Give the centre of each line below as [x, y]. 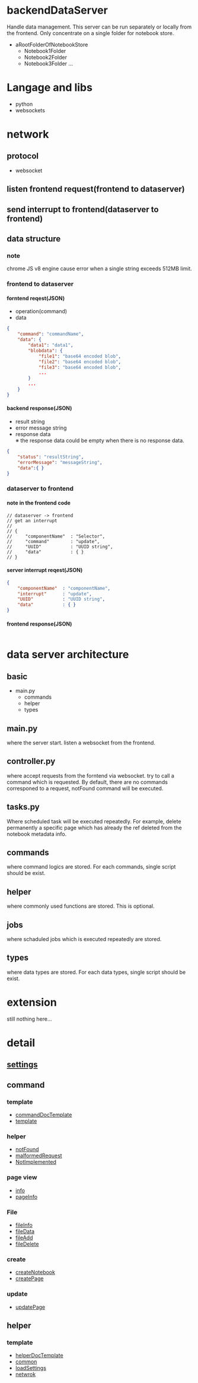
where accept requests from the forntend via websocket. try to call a [90, 775]
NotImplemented [36, 1162]
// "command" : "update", [53, 541]
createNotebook [35, 1273]
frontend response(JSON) [39, 624]
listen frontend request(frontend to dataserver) [96, 189]
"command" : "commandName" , [51, 334]
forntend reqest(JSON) [36, 298]
